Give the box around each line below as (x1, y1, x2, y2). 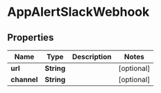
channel (10, 75, 38, 84)
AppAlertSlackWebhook (7, 4, 150, 20)
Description (71, 52, 112, 61)
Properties (7, 32, 54, 43)
